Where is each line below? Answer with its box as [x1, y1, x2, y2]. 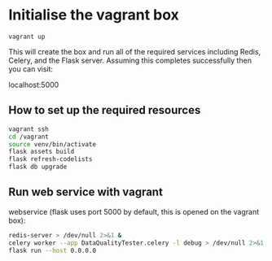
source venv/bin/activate [8, 140, 96, 148]
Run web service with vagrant [8, 185, 163, 199]
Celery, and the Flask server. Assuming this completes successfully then [8, 55, 252, 65]
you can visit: [8, 63, 54, 74]
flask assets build [8, 148, 75, 156]
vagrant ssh [8, 124, 49, 133]
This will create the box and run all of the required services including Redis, [8, 46, 261, 56]
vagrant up [8, 33, 46, 41]
